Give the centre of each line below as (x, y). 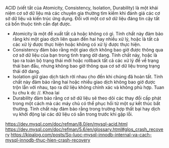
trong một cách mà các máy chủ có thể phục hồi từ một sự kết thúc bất (86, 103)
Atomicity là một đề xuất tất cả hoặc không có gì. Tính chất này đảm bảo (88, 34)
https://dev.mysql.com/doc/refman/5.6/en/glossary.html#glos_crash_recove (84, 129)
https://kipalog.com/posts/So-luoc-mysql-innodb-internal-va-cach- (81, 135)
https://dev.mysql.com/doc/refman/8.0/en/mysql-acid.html (66, 124)
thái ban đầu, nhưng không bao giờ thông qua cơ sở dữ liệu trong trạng (86, 66)
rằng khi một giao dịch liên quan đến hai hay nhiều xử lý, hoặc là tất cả (86, 39)
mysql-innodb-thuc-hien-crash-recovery (48, 140)
